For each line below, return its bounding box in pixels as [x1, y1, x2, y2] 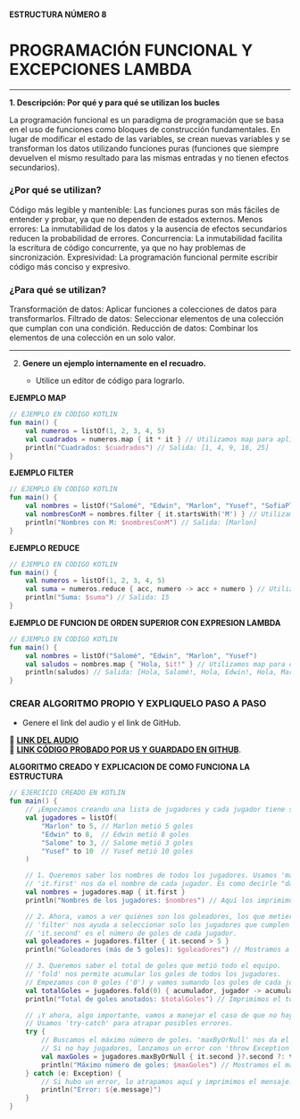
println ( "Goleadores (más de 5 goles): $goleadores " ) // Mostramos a [25, 945, 290, 955]
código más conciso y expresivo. [9, 261, 131, 271]
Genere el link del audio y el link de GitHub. [21, 717, 181, 729]
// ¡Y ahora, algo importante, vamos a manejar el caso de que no [25, 1011, 278, 1020]
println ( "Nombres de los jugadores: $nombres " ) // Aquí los [25, 896, 254, 905]
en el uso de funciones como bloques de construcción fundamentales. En [9, 123, 281, 135]
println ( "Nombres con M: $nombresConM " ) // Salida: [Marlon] [25, 518, 257, 527]
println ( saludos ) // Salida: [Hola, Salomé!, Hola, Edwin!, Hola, [25, 668, 278, 677]
